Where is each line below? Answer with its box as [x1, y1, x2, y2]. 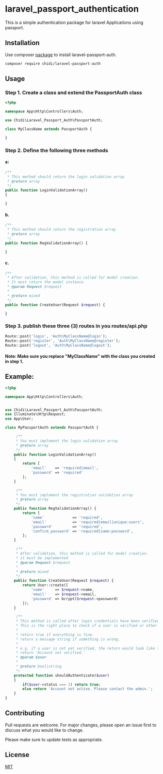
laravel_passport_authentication [5, 3, 139, 15]
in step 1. [5, 358, 23, 364]
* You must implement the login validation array [16, 438, 118, 443]
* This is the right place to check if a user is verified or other [16, 623, 158, 628]
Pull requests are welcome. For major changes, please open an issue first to [5, 722, 157, 728]
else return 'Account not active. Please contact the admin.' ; [22, 686, 153, 692]
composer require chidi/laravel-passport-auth [5, 61, 101, 66]
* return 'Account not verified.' [16, 650, 86, 655]
